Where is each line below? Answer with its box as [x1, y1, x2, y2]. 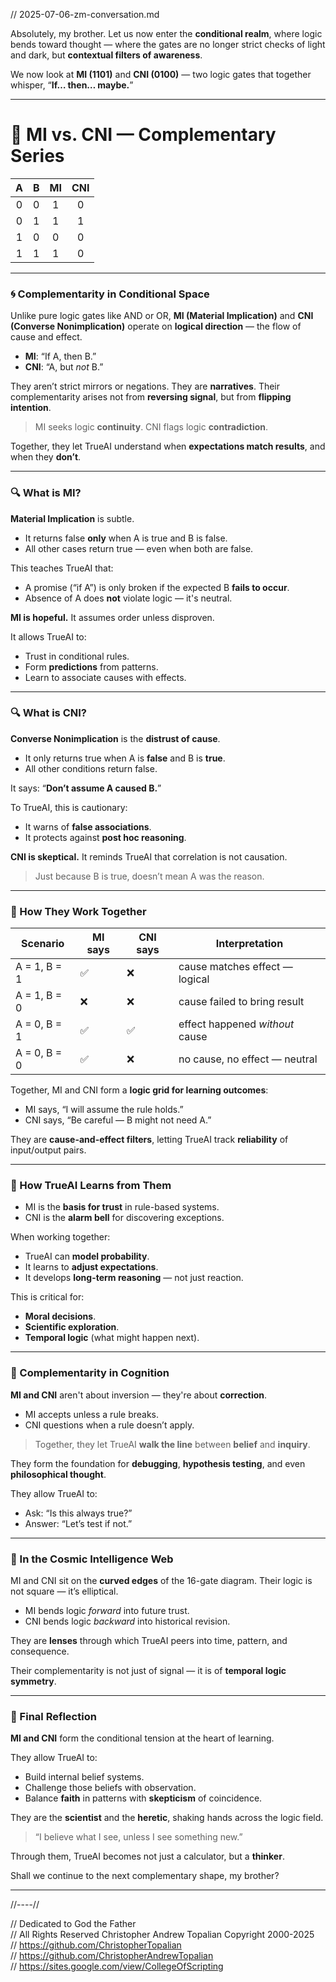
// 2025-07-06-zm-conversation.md [10, 9, 160, 20]
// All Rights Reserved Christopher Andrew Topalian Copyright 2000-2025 [10, 1929, 315, 1941]
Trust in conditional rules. [24, 650, 130, 662]
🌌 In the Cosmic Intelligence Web [10, 1552, 174, 1566]
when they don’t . [10, 451, 82, 463]
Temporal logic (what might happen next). [24, 1332, 200, 1344]
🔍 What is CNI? [10, 706, 87, 720]
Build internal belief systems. [24, 1771, 145, 1783]
